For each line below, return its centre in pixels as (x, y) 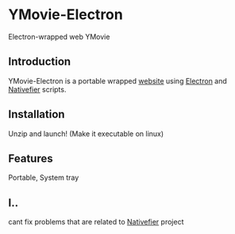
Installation (37, 114)
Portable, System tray (44, 177)
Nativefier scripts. (37, 89)
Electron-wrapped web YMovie (59, 37)
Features (31, 158)
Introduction (40, 62)
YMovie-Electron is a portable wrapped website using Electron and (118, 80)
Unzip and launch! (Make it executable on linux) (86, 134)
